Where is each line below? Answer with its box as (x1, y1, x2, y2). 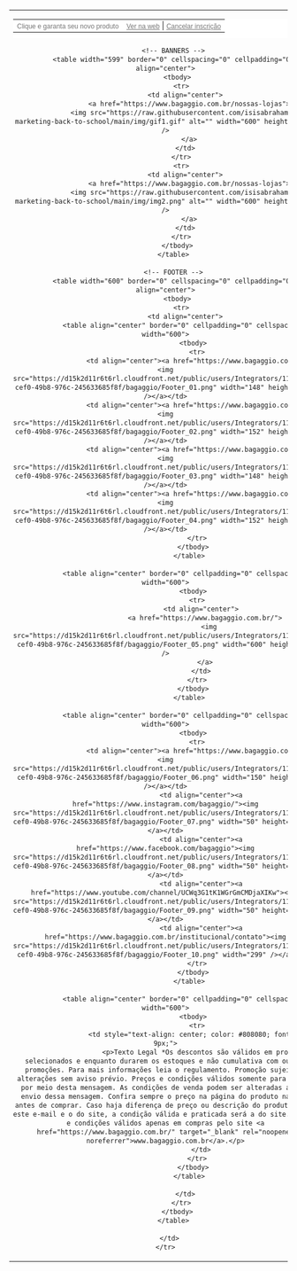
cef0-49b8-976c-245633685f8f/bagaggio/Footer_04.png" (14, 516, 217, 525)
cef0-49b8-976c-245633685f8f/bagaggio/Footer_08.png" (12, 862, 216, 870)
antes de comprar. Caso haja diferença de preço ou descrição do (14, 1101, 261, 1110)
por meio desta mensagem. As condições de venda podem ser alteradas (20, 1083, 283, 1092)
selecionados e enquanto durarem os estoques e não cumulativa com (25, 1057, 278, 1065)
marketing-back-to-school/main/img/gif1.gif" (14, 117, 186, 126)
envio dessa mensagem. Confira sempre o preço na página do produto (20, 1092, 278, 1101)
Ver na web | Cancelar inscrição (126, 19, 222, 31)
